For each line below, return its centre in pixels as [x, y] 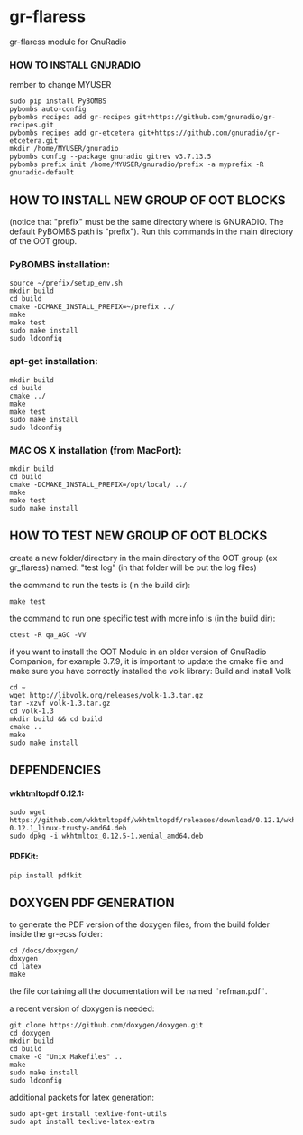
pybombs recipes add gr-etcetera [72, 133]
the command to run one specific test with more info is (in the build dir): [142, 618]
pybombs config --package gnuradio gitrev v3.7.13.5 [110, 157]
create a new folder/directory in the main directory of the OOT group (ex [143, 558]
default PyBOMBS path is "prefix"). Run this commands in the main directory [151, 231]
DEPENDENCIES [55, 770]
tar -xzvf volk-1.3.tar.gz [60, 703]
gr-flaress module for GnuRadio [68, 42]
